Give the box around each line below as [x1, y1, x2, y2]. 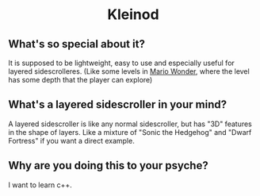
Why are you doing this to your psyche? [8, 159, 208, 172]
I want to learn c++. [8, 180, 73, 190]
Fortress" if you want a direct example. [8, 136, 135, 145]
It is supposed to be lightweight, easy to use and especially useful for [8, 58, 235, 67]
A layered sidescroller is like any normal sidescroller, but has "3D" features [8, 119, 252, 129]
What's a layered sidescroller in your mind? [8, 98, 227, 112]
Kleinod [106, 6, 160, 24]
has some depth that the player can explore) [8, 75, 153, 84]
